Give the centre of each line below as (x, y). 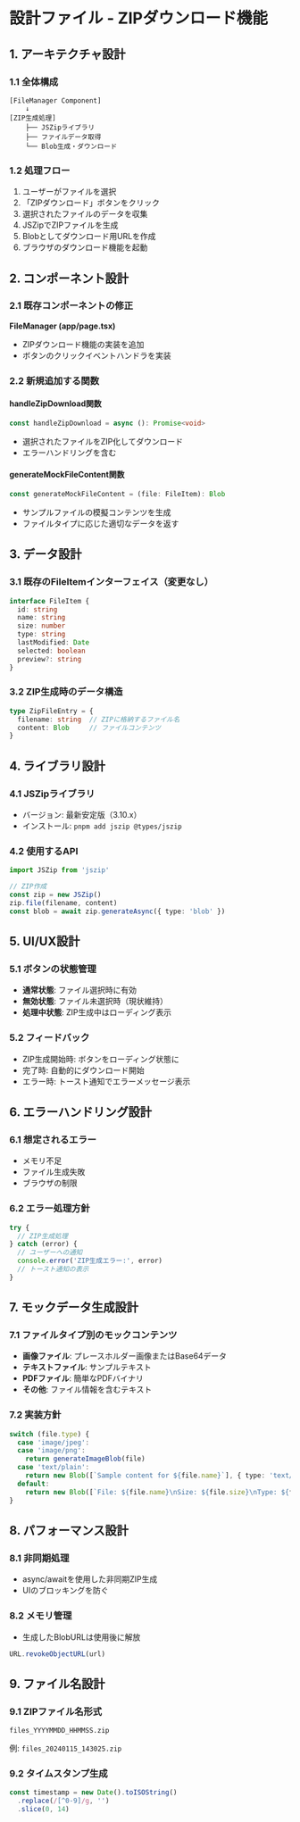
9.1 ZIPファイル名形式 (56, 1711)
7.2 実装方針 (35, 1415)
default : (33, 1484)
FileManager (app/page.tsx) (62, 326)
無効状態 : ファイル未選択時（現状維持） (95, 1002)
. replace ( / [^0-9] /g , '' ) (63, 1801)
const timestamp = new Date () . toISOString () (93, 1793)
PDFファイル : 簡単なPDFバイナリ (83, 1378)
